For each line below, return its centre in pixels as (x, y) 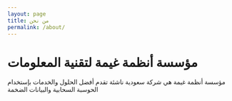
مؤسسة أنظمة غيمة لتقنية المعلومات (103, 62)
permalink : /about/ (36, 27)
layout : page (27, 14)
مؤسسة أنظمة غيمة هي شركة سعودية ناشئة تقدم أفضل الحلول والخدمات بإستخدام (117, 82)
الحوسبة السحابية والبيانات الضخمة (53, 90)
